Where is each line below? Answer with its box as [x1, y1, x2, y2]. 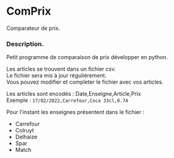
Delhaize [15, 133, 38, 141]
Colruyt [15, 127, 35, 134]
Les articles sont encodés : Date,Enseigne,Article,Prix [6, 90, 142, 98]
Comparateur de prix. [6, 24, 60, 32]
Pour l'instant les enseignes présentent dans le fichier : [6, 109, 145, 116]
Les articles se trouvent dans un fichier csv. [6, 65, 116, 73]
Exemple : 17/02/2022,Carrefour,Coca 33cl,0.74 [6, 96, 128, 104]
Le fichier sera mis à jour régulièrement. [6, 72, 107, 79]
